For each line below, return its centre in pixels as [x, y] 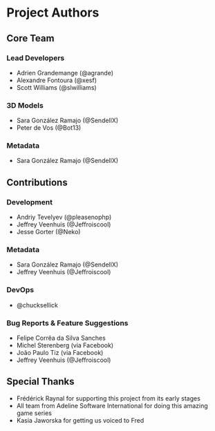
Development [30, 202]
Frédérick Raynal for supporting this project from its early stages [109, 398]
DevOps [20, 290]
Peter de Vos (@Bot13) [49, 128]
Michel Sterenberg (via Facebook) [65, 345]
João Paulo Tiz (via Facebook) [60, 353]
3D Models [25, 105]
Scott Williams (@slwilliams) [57, 87]
